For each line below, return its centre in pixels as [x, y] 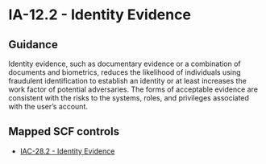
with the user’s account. [48, 107]
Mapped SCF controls [64, 131]
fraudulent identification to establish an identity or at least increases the [128, 81]
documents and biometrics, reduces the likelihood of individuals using [125, 72]
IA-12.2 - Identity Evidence [100, 15]
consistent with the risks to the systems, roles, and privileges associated [129, 98]
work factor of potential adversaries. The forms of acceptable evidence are [133, 89]
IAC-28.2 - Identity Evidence [67, 151]
